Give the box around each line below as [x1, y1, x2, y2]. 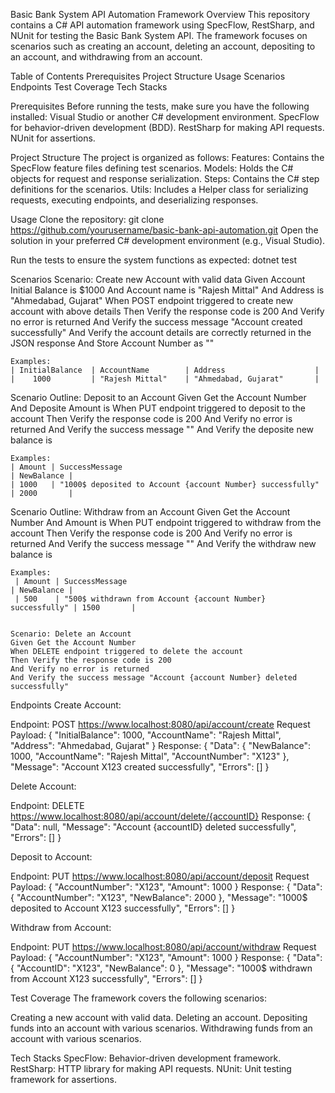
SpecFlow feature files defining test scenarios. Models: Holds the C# [10, 162, 294, 174]
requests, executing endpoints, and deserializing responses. [10, 194, 259, 206]
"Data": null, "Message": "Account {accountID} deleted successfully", [10, 821, 297, 833]
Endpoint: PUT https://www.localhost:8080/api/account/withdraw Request [10, 941, 317, 953]
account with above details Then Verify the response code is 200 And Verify [10, 305, 325, 317]
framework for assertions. [10, 1074, 117, 1085]
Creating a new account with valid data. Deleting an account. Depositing [10, 1012, 308, 1023]
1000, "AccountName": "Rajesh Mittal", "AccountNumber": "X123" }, [10, 750, 290, 762]
